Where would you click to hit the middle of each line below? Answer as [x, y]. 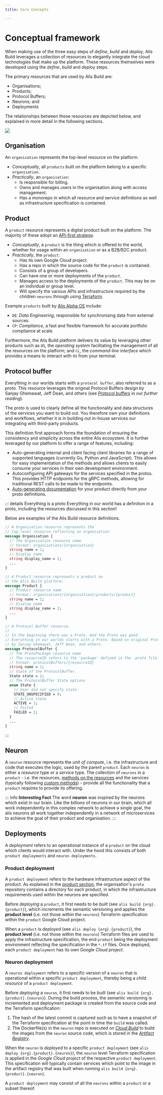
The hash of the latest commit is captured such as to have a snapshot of [84, 1018]
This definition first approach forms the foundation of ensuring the [71, 433]
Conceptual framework [53, 38]
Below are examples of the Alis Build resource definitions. [63, 518]
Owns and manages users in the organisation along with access [83, 188]
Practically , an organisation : [41, 177]
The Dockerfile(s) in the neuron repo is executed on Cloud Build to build [83, 1028]
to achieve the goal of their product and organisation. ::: [61, 818]
